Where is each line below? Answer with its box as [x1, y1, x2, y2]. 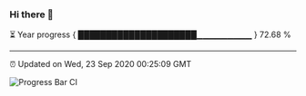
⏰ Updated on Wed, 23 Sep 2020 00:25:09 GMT [9, 59, 192, 70]
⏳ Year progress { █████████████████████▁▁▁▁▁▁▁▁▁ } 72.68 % [9, 29, 291, 40]
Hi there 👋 [9, 8, 55, 21]
